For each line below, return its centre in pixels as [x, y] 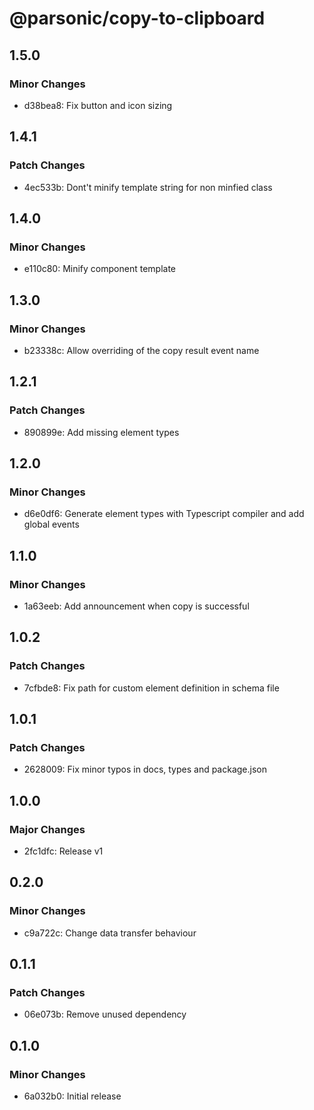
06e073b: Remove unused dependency [105, 1014]
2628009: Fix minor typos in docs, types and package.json [145, 769]
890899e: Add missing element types [101, 432]
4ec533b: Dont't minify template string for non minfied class [148, 187]
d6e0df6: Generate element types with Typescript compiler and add [164, 514]
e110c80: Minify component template [100, 269]
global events [51, 524]
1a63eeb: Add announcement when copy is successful [136, 606]
